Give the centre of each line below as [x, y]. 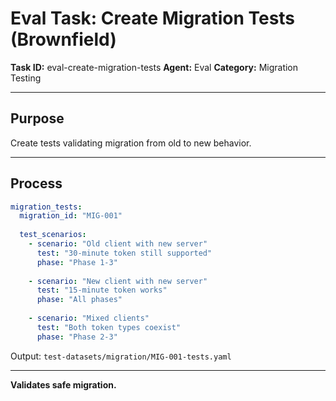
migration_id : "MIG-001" [71, 216]
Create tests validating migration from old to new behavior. [131, 143]
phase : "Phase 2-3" [77, 337]
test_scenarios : [53, 235]
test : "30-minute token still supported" [124, 253]
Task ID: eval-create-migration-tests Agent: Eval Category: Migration [154, 67]
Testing [26, 78]
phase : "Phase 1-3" [77, 262]
